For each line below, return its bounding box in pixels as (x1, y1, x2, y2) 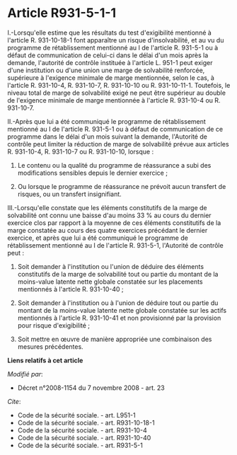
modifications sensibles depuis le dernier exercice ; (17, 168, 168, 177)
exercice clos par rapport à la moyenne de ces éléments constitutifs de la (7, 218, 221, 227)
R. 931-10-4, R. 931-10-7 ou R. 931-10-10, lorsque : (7, 147, 154, 156)
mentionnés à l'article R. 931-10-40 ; (17, 284, 124, 293)
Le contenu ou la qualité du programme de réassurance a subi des (17, 161, 212, 169)
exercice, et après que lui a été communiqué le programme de (7, 234, 189, 242)
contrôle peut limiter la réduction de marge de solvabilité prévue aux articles (7, 139, 229, 148)
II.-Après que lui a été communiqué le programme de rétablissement (7, 117, 207, 125)
